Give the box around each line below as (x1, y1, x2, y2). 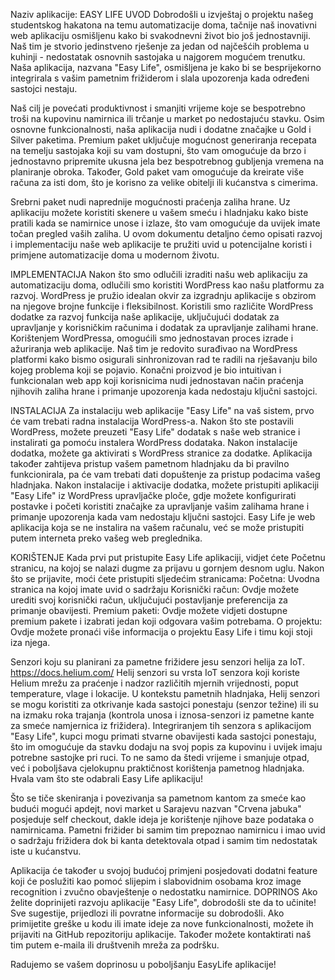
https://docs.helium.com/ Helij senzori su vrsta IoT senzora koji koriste (10, 667, 300, 678)
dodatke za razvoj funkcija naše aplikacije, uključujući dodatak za (10, 311, 280, 323)
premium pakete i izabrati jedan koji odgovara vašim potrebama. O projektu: (10, 615, 323, 627)
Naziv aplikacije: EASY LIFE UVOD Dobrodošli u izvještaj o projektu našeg (10, 9, 314, 20)
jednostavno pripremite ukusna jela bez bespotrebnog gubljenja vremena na (10, 155, 325, 167)
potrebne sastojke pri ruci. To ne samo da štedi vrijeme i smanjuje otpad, (10, 752, 310, 763)
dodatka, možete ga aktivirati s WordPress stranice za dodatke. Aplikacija (10, 447, 313, 459)
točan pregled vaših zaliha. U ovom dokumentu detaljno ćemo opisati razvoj (10, 228, 323, 239)
